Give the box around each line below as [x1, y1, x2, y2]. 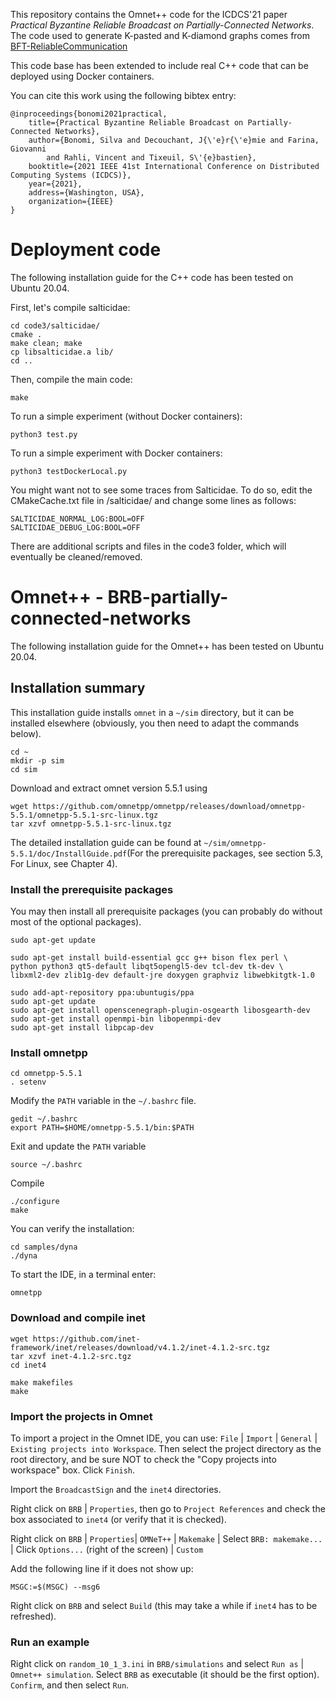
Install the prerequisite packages [10, 882, 174, 896]
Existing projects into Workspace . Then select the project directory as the [10, 1442, 322, 1454]
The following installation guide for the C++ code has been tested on [10, 271, 294, 283]
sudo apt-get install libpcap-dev [10, 1022, 155, 1033]
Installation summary [10, 680, 146, 697]
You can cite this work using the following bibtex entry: [10, 90, 237, 101]
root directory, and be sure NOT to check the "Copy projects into [10, 1453, 277, 1465]
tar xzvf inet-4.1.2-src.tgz [10, 1351, 132, 1361]
